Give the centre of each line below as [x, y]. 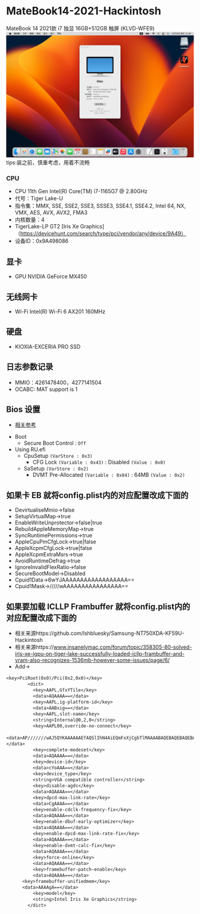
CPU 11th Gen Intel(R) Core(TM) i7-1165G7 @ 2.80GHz [81, 191]
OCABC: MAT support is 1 [46, 389]
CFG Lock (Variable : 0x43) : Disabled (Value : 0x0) [99, 462]
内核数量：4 [29, 220]
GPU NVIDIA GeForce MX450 [51, 277]
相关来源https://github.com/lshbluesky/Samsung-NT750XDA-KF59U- [99, 633]
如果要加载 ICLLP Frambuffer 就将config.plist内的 [98, 606]
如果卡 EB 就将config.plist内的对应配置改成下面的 [97, 495]
